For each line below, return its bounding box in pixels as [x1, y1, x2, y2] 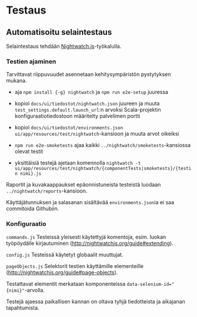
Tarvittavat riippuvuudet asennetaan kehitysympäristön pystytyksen [6, 71, 171, 78]
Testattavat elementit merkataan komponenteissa [6, 280, 126, 287]
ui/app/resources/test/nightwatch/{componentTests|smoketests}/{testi [14, 166, 192, 172]
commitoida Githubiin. [6, 205, 59, 213]
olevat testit [14, 148, 44, 155]
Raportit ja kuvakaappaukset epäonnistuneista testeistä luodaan [6, 181, 161, 188]
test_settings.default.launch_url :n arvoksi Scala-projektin [14, 106, 162, 113]
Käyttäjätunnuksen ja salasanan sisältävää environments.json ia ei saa [6, 199, 175, 206]
